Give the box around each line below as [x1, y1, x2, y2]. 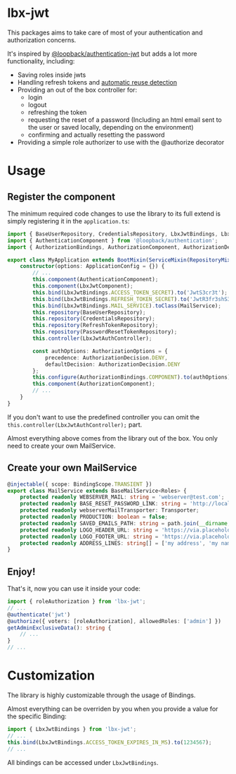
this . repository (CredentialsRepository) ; [32, 315, 156, 322]
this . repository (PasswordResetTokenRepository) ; [32, 328, 178, 336]
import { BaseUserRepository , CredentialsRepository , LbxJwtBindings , [7, 231, 218, 238]
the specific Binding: [7, 712, 67, 720]
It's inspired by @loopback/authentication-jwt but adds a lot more [7, 49, 197, 58]
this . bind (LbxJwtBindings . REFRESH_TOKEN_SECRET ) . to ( [32, 295, 190, 302]
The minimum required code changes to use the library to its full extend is [7, 209, 221, 218]
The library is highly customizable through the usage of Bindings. [7, 691, 196, 699]
